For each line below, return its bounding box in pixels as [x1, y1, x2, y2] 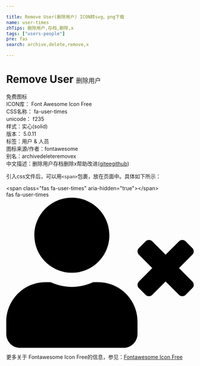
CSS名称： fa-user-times [6, 108, 68, 115]
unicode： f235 [6, 115, 45, 122]
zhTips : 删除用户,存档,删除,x [6, 25, 74, 31]
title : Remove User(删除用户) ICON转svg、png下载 [6, 14, 125, 20]
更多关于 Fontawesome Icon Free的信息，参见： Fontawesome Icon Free [6, 353, 183, 361]
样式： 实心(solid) [6, 123, 48, 130]
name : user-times [6, 19, 49, 26]
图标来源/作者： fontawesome [6, 145, 79, 152]
